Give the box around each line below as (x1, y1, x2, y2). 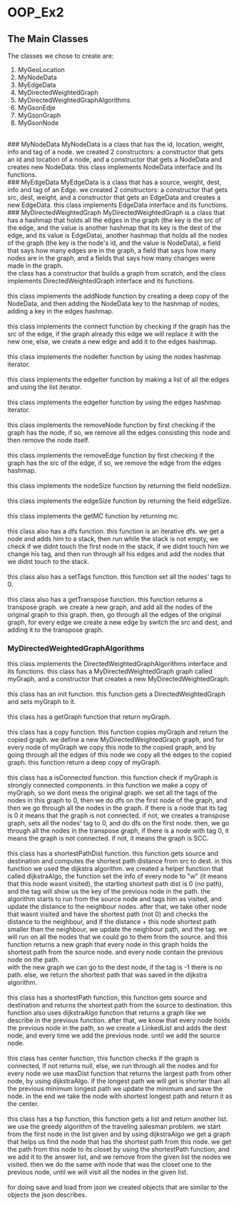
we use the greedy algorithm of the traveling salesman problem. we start (7, 1122, 221, 1131)
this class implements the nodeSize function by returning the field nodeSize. (7, 481, 232, 490)
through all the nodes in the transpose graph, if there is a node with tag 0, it (7, 826, 230, 835)
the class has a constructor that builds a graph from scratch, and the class (7, 269, 226, 277)
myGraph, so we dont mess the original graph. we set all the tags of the (7, 788, 218, 797)
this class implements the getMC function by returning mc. (7, 512, 180, 520)
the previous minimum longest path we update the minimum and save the (7, 1085, 223, 1093)
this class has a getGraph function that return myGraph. (7, 713, 171, 721)
